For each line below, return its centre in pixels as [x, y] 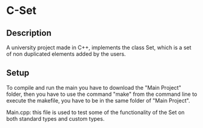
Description [29, 33]
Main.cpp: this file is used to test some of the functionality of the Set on [95, 112]
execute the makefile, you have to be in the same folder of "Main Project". [98, 100]
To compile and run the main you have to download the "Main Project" [94, 87]
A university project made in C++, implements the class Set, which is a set [99, 47]
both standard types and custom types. [55, 118]
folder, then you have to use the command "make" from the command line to [102, 94]
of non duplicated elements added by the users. [66, 54]
